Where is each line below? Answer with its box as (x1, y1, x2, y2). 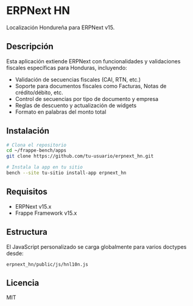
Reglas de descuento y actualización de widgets (15, 102, 137, 109)
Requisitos (6, 187, 47, 197)
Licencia (6, 277, 40, 288)
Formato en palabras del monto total (15, 108, 107, 116)
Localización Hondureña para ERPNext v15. (6, 24, 115, 31)
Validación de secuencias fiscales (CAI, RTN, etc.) (15, 75, 141, 83)
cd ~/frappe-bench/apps (6, 147, 67, 154)
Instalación (6, 126, 50, 136)
